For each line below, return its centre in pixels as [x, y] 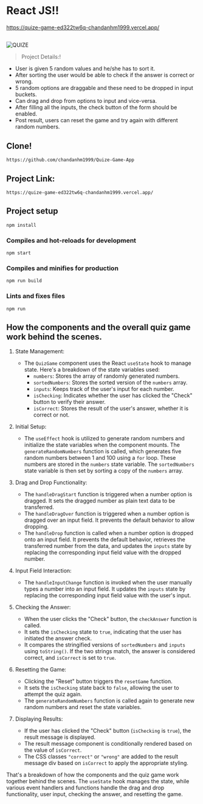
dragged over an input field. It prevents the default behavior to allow [109, 520]
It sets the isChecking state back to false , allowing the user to [101, 688]
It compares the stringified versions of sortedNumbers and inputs [105, 645]
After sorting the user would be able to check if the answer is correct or [105, 75]
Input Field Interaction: [43, 571]
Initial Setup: [31, 427]
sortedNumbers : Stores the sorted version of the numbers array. [110, 383]
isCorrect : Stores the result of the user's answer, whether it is [111, 409]
